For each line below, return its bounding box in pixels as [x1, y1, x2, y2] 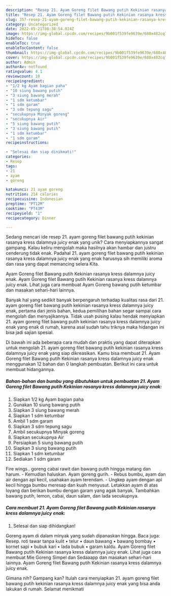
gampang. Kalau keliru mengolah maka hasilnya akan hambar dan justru [6, 245, 156, 251]
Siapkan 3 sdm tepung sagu [13, 424, 72, 430]
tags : [6, 164, 17, 169]
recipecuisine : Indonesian [6, 197, 63, 202]
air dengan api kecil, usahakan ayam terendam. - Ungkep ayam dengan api [6, 477, 162, 483]
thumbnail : [6, 50, 29, 55]
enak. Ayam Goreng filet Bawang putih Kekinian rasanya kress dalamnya [6, 276, 157, 282]
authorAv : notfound [6, 64, 47, 69]
